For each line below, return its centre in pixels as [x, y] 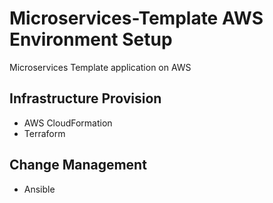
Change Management [78, 165]
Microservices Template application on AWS [100, 67]
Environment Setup [91, 39]
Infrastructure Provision [85, 98]
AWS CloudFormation [68, 123]
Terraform [44, 133]
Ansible [39, 189]
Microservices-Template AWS [136, 18]
